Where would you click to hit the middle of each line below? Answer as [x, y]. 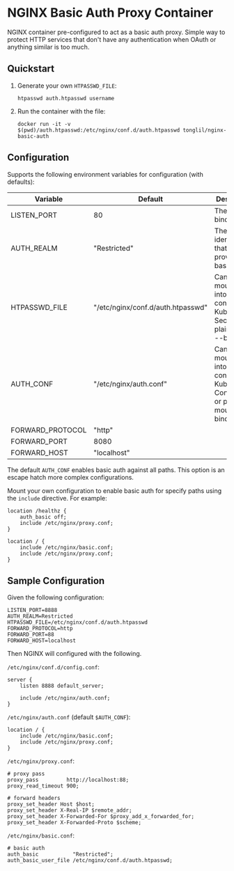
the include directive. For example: [57, 498]
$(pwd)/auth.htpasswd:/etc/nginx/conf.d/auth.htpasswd [99, 130]
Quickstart [31, 69]
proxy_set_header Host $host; [51, 805]
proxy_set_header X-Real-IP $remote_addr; [70, 810]
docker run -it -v [44, 124]
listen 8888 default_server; [62, 686]
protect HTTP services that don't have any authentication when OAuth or [112, 39]
